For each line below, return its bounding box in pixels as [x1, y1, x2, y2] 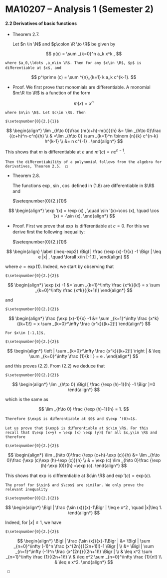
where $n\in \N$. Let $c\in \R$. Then [5, 110, 86, 115]
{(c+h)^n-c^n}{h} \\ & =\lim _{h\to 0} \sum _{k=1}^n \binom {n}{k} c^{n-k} [9, 133, 159, 139]
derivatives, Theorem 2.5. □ [5, 163, 68, 168]
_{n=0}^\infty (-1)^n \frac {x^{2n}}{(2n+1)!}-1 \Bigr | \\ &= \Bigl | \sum [13, 543, 154, 549]
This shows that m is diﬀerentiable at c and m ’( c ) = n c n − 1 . [5, 148, 126, 154]
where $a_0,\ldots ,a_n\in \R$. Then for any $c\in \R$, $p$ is [5, 60, 142, 65]
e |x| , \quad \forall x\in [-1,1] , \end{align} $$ [38, 253, 130, 259]
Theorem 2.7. [12, 31, 40, 37]
